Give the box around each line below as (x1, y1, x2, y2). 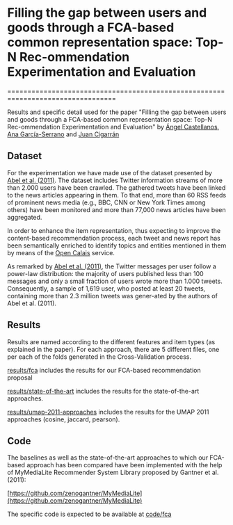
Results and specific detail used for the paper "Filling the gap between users (7, 108, 227, 116)
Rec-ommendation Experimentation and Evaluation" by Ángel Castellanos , (7, 122, 220, 131)
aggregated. (7, 213, 42, 221)
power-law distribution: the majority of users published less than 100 (7, 269, 204, 277)
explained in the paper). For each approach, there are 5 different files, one (7, 345, 220, 353)
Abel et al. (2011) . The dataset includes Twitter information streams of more (7, 176, 223, 184)
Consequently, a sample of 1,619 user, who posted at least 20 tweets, (7, 284, 206, 293)
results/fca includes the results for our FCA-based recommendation (7, 366, 201, 374)
